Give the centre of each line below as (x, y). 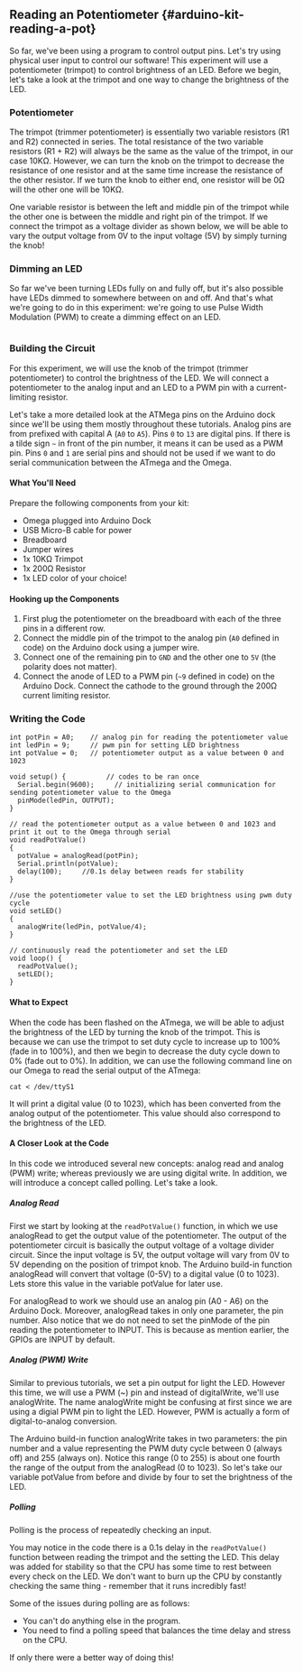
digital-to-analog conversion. (63, 1421)
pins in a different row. (64, 628)
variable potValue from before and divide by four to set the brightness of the (151, 1477)
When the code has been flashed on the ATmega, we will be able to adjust (147, 1022)
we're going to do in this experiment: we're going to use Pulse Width (136, 308)
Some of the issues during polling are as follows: (100, 1603)
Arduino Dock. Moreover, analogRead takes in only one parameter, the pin (147, 1310)
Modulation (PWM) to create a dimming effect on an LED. (115, 317)
